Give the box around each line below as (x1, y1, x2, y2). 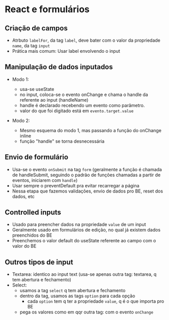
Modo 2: (12, 117, 30, 123)
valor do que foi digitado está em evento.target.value (19, 108, 134, 114)
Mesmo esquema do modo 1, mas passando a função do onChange (19, 127, 161, 133)
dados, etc (12, 193, 35, 199)
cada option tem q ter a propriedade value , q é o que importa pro (27, 298, 164, 304)
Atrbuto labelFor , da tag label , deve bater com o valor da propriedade (12, 37, 161, 43)
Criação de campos (5, 24, 68, 33)
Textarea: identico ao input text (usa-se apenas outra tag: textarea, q (12, 271, 157, 277)
